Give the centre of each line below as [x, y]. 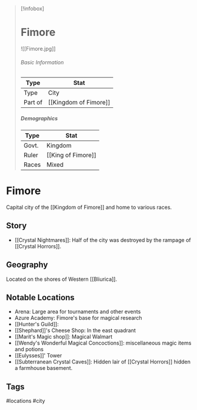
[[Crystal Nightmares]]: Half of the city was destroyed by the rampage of [103, 240]
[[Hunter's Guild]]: [36, 324]
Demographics [39, 118]
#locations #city [26, 401]
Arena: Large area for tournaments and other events [78, 311]
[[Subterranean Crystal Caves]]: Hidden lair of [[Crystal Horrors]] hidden [103, 362]
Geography [27, 265]
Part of [33, 103]
